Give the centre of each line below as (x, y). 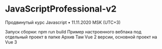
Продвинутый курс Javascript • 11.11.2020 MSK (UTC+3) (63, 22)
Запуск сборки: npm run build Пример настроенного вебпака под (73, 32)
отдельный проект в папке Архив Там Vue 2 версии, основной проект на (81, 37)
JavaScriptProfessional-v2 (61, 9)
